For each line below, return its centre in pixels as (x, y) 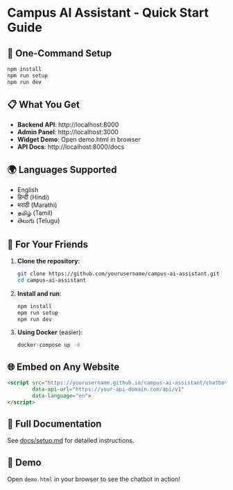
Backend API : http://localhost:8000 (68, 125)
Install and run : (39, 293)
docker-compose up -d (48, 345)
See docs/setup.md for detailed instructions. (71, 441)
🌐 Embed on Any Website (63, 367)
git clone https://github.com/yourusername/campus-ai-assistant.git (118, 274)
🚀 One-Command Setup (60, 53)
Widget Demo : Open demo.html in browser (79, 140)
